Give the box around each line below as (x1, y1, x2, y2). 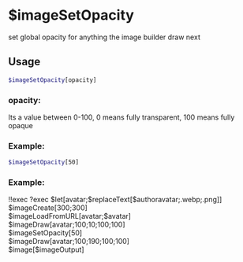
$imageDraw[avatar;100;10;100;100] (8, 220, 125, 230)
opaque (8, 120, 33, 130)
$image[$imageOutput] (8, 245, 84, 254)
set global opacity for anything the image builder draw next (8, 32, 201, 42)
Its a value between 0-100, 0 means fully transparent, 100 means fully (8, 113, 235, 122)
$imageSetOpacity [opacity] (8, 76, 97, 84)
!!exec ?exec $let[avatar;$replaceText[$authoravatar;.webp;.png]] (8, 195, 222, 205)
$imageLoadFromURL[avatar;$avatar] (8, 212, 132, 221)
